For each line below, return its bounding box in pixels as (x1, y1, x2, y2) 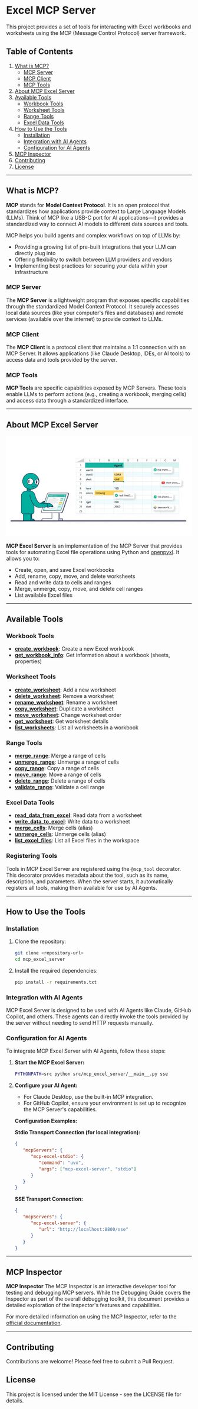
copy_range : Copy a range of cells (14, 764, 99, 771)
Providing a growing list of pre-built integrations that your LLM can (14, 243, 177, 250)
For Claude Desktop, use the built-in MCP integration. (23, 1093, 154, 1101)
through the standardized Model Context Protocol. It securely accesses (6, 303, 179, 310)
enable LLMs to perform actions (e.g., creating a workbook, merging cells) (6, 391, 187, 398)
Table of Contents (6, 47, 74, 57)
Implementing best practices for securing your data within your (14, 262, 168, 269)
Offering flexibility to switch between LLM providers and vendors (14, 256, 173, 263)
